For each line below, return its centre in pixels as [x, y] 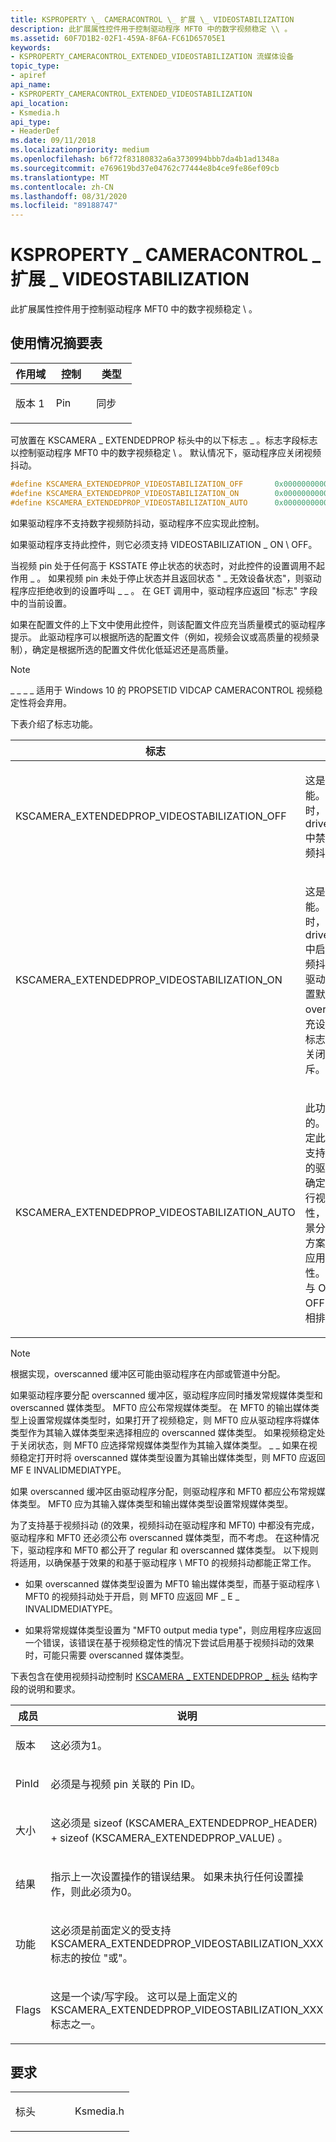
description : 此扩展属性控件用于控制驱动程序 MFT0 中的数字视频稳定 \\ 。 [151, 29]
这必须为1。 [79, 1745]
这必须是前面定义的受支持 [111, 1930]
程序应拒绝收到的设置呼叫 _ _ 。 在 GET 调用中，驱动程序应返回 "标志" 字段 [164, 590]
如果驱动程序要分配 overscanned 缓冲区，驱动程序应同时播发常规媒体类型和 [166, 1395]
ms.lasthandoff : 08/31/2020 [69, 196]
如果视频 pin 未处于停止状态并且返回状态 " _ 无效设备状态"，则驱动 [185, 578]
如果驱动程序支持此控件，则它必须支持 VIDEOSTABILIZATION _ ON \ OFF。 [164, 544]
